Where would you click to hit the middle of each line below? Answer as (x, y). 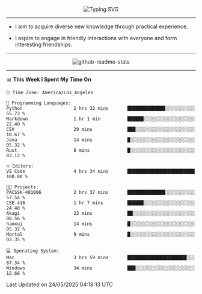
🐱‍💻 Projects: (23, 187)
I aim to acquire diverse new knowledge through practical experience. (101, 26)
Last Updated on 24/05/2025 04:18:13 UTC (60, 284)
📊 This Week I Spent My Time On (49, 79)
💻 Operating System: (33, 251)
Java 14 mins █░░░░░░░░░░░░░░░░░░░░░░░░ (101, 140)
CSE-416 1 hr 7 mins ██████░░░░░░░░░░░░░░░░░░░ (101, 203)
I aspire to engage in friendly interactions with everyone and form (96, 38)
